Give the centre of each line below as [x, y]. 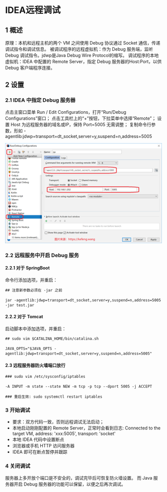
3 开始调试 [18, 410]
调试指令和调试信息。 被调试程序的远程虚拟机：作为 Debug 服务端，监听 [79, 49]
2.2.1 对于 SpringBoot [28, 268]
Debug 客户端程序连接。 [30, 68]
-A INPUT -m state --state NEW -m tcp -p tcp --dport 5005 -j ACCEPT [79, 387]
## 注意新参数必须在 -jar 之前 [34, 290]
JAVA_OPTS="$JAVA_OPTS [29, 349]
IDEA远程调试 [33, 10]
